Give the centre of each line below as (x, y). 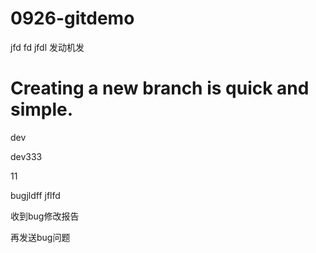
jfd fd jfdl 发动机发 (47, 47)
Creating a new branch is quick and (160, 88)
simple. (42, 109)
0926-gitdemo (72, 18)
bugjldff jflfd (35, 195)
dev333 (26, 156)
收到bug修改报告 (45, 216)
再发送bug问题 (40, 237)
